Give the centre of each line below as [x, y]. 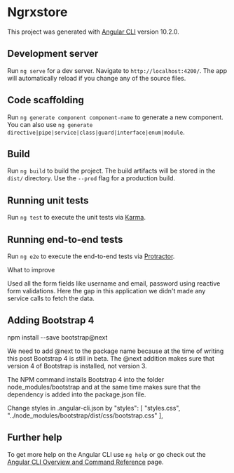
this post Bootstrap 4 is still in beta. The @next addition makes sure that [111, 358]
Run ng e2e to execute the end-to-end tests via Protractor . [91, 256]
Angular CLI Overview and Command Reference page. [85, 462]
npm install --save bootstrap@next [57, 337]
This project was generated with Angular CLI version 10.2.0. [94, 32]
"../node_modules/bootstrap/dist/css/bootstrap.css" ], [85, 415]
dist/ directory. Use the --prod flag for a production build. [91, 178]
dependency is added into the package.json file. [77, 394]
